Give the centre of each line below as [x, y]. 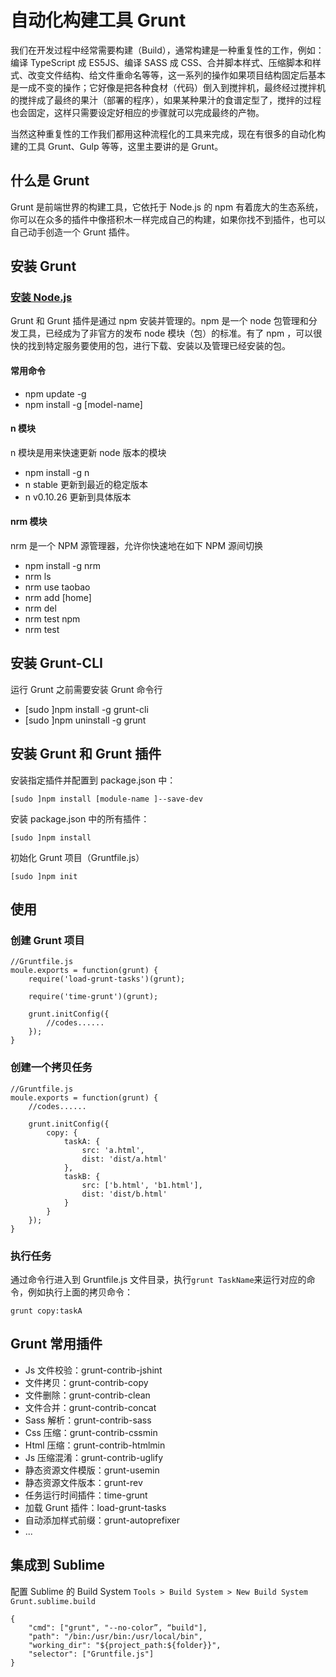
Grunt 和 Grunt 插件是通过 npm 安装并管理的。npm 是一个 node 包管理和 [159, 321]
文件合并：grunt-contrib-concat [90, 1407]
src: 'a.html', [113, 1150]
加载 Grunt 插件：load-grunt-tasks [95, 1507]
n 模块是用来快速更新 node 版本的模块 [88, 452]
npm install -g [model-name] [83, 404]
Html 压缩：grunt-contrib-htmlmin [95, 1445]
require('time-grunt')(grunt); [93, 997]
